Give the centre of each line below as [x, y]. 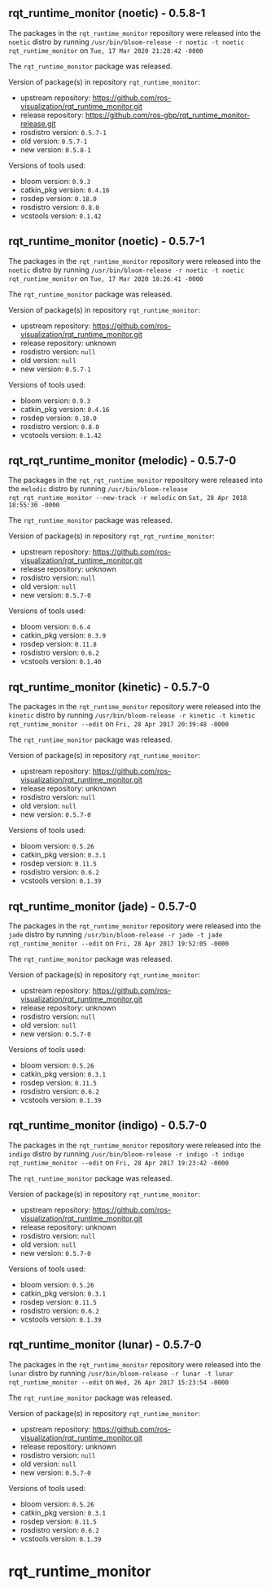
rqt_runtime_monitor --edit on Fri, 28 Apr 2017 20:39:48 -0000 [119, 724]
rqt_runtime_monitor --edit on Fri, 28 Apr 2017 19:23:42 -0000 [119, 1162]
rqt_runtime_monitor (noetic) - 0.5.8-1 [107, 13]
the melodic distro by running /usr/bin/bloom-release [98, 489]
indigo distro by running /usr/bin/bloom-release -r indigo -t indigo [127, 1154]
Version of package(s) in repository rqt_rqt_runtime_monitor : [112, 536]
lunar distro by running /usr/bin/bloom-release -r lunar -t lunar [121, 1373]
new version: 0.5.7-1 [55, 369]
